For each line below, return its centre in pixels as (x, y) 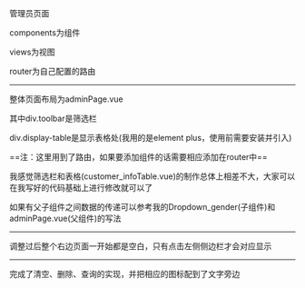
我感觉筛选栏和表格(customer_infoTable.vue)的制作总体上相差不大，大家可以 (152, 176)
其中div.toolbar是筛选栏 (53, 118)
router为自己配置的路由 (53, 71)
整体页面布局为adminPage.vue (67, 99)
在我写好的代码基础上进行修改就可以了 (81, 188)
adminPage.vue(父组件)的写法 (65, 218)
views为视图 (33, 52)
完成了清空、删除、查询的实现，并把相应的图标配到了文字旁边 (125, 274)
